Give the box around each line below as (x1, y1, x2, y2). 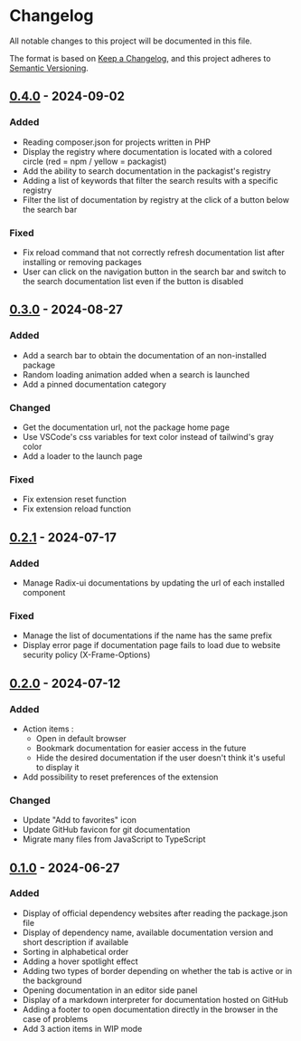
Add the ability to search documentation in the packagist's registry (22, 165, 271, 177)
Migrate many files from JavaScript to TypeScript (22, 834, 206, 845)
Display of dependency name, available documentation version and (22, 927, 274, 938)
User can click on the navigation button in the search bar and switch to (22, 266, 287, 277)
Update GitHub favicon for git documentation (22, 825, 191, 836)
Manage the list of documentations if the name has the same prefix (22, 630, 273, 641)
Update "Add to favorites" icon (22, 815, 137, 826)
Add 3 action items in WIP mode (22, 1023, 143, 1034)
